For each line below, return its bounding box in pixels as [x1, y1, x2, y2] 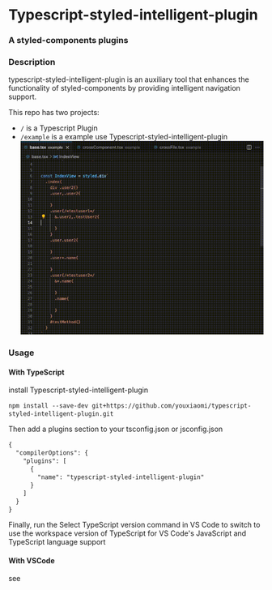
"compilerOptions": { [15, 449, 89, 457]
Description [8, 57, 56, 68]
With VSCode [8, 555, 55, 565]
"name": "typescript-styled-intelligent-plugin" [37, 473, 205, 481]
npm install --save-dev [8, 402, 89, 410]
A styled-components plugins [8, 35, 129, 46]
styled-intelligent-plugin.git [8, 410, 114, 418]
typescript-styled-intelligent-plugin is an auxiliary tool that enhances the [8, 75, 249, 84]
